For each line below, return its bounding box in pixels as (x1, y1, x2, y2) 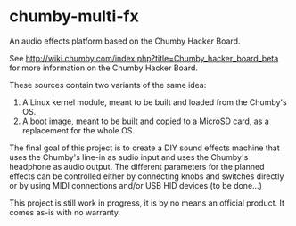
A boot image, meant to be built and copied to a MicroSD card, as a (21, 116, 269, 126)
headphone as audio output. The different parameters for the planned (9, 161, 265, 172)
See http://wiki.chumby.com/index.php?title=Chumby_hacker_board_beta (9, 52, 279, 63)
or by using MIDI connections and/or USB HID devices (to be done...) (9, 180, 263, 190)
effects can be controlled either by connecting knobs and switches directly (9, 171, 284, 182)
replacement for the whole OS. (21, 125, 136, 135)
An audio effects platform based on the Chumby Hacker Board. (9, 36, 241, 46)
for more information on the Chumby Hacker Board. (9, 62, 199, 73)
